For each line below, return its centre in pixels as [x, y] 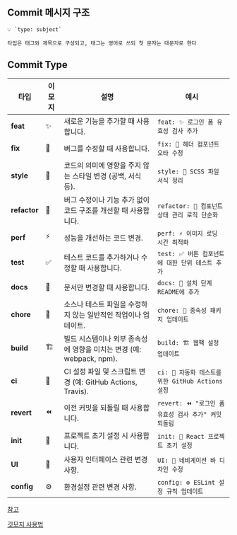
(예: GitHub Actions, [105, 382]
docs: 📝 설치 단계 [185, 283]
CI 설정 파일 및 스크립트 [101, 372]
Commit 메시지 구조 [49, 13]
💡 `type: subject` [35, 29]
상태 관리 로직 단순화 [188, 215]
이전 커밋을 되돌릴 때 [96, 408]
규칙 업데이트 [185, 491]
